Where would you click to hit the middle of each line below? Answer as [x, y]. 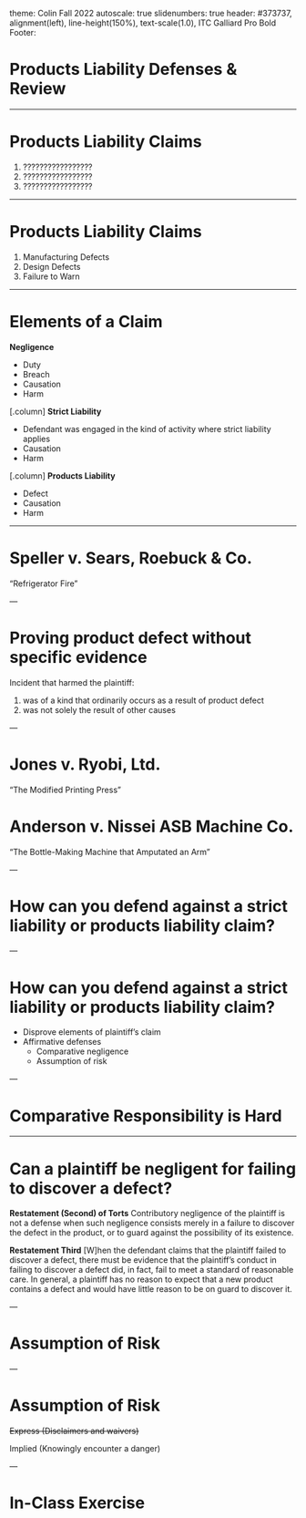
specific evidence [78, 657]
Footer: [23, 32]
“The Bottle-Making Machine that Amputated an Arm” [110, 852]
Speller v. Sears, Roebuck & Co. [131, 558]
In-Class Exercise [77, 1503]
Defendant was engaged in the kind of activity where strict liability [147, 429]
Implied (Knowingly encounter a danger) [85, 1449]
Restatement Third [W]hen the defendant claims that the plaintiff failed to [148, 1250]
